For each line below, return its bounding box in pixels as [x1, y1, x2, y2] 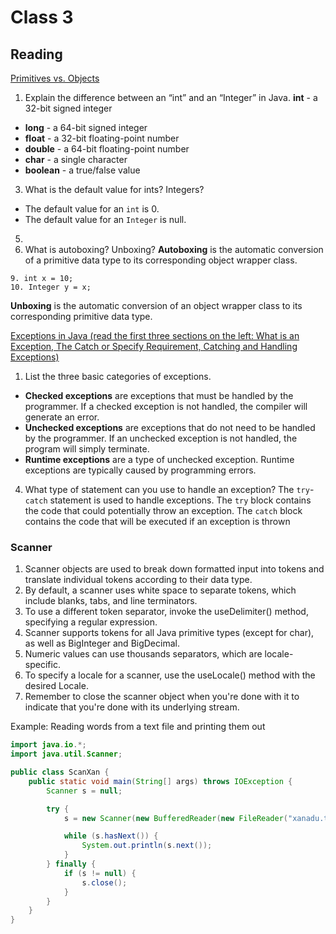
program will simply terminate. [24, 443, 150, 455]
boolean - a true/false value [24, 164, 141, 176]
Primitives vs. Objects [10, 72, 100, 84]
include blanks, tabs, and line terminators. [24, 595, 198, 607]
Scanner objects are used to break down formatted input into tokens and [24, 563, 325, 575]
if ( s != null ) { [63, 868, 137, 878]
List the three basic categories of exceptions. [24, 371, 212, 382]
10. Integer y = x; [10, 282, 92, 292]
